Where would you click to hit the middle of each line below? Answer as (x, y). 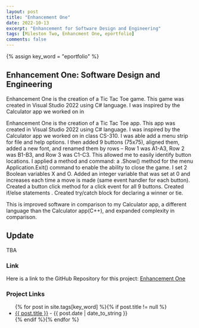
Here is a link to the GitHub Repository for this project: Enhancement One (96, 279)
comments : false (26, 39)
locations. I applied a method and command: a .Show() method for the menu (100, 161)
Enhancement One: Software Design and (83, 75)
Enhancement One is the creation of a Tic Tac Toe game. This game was (95, 98)
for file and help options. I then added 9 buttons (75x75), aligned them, (93, 142)
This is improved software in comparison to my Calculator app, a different (96, 204)
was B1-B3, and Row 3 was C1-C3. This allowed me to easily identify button (99, 154)
